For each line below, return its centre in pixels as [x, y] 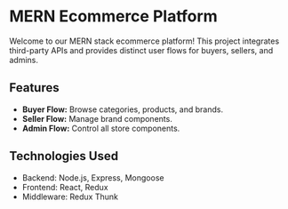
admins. [24, 60]
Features [34, 88]
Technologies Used [64, 156]
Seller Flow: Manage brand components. [97, 118]
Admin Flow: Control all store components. [101, 128]
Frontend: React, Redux [65, 187]
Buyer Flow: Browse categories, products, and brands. [123, 109]
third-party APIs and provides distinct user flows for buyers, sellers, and [141, 50]
